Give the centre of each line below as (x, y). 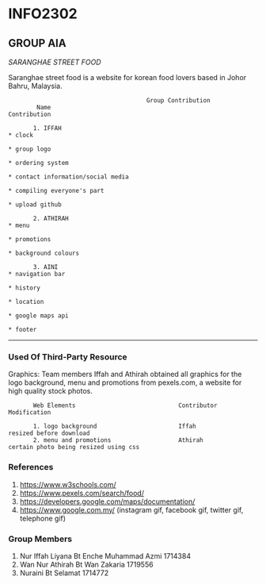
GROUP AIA (37, 43)
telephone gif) (42, 518)
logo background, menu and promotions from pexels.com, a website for (125, 382)
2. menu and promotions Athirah (118, 440)
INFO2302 (43, 14)
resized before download (49, 433)
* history (25, 288)
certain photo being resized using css (74, 448)
